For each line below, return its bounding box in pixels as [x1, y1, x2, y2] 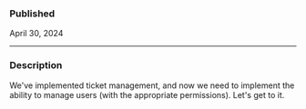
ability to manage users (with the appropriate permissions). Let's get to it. [9, 89, 285, 100]
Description [9, 59, 63, 72]
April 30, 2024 [9, 28, 64, 39]
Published [9, 7, 56, 20]
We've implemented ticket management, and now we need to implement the [9, 80, 295, 91]
